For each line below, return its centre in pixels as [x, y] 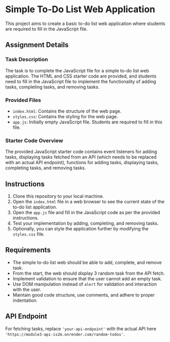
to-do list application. [35, 207]
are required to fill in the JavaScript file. [46, 29]
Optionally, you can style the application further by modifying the [80, 229]
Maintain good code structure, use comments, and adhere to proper [83, 295]
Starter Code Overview [34, 140]
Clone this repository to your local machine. [58, 196]
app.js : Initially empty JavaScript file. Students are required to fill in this [87, 122]
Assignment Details [37, 45]
